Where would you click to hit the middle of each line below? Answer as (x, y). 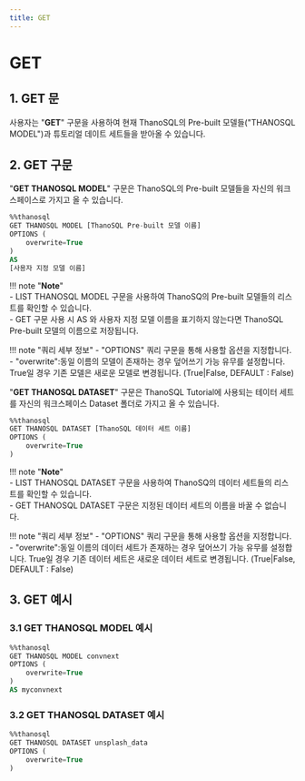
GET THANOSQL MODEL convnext (64, 656)
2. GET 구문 (41, 165)
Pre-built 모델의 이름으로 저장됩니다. (74, 330)
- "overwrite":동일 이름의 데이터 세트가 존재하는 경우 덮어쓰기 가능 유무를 (139, 547)
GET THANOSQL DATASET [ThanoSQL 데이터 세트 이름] (100, 429)
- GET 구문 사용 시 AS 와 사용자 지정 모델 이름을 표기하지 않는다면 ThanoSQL (147, 319)
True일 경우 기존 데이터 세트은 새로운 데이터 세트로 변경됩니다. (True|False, (162, 558)
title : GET (30, 18)
